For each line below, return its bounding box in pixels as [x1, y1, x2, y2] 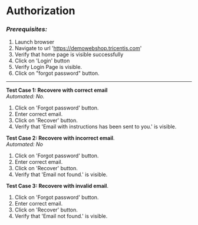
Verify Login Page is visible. [14, 64, 82, 71]
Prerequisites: [6, 25, 48, 34]
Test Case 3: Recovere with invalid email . [6, 183, 109, 190]
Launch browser [14, 38, 55, 45]
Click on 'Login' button [14, 57, 70, 64]
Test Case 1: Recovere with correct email [6, 87, 108, 94]
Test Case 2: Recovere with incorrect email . [6, 134, 115, 142]
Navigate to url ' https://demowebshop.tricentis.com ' [14, 45, 142, 52]
